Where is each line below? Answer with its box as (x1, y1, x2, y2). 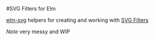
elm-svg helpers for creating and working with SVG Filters (6, 17, 149, 23)
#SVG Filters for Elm (6, 5, 56, 12)
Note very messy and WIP (6, 28, 70, 35)
